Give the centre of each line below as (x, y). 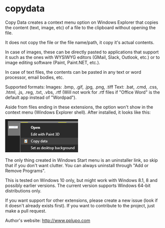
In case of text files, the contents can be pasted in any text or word (73, 72)
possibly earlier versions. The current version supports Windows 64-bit (78, 185)
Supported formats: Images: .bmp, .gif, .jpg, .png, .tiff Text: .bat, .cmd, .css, (82, 87)
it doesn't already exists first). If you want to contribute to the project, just (80, 205)
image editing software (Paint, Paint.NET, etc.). (53, 62)
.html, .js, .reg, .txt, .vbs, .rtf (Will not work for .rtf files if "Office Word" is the (82, 92)
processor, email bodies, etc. (35, 77)
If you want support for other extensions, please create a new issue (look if (82, 200)
